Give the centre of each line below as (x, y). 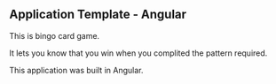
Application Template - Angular (98, 15)
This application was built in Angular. (76, 70)
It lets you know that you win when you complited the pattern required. (138, 53)
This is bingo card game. (55, 35)
